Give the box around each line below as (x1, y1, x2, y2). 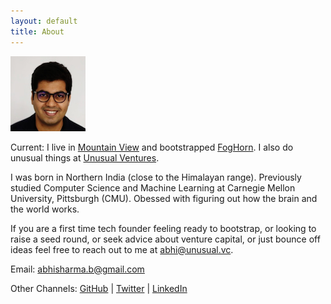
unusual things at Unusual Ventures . (10, 151, 160, 164)
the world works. (10, 203, 80, 215)
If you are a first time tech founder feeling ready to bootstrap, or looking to (10, 222, 317, 234)
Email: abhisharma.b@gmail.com (10, 263, 145, 275)
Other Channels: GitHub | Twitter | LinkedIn (10, 282, 188, 294)
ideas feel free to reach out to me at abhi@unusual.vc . (10, 243, 234, 255)
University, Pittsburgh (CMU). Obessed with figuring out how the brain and (10, 192, 318, 204)
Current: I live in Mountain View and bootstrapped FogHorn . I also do (10, 141, 294, 153)
